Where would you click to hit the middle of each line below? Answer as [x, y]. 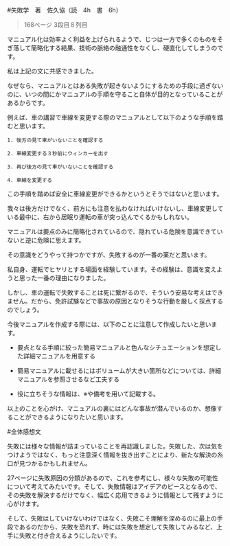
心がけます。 [25, 504]
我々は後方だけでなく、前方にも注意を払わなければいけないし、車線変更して [115, 208]
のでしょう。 [25, 310]
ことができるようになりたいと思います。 [70, 417]
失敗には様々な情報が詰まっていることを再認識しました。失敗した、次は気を [115, 446]
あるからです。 [28, 103]
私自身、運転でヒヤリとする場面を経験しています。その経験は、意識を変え [112, 269]
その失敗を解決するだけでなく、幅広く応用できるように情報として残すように [115, 495]
